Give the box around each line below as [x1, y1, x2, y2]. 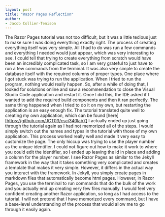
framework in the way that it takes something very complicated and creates [5, 160, 159, 165]
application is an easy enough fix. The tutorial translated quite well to [5, 108, 145, 113]
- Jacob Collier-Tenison [5, 21, 56, 26]
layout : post [5, 7, 32, 12]
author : [5, 16, 21, 21]
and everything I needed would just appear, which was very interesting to [5, 50, 154, 56]
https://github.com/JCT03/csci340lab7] [6, 118, 88, 124]
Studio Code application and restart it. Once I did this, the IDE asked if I [5, 92, 149, 98]
